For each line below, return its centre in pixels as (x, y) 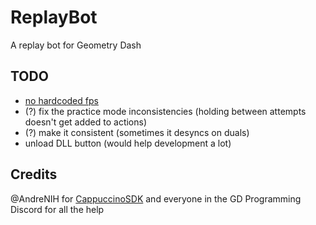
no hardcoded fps (61, 100)
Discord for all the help (57, 209)
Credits (34, 174)
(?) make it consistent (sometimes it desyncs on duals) (137, 132)
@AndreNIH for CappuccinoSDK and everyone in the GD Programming (156, 198)
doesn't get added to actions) (86, 122)
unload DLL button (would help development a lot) (128, 143)
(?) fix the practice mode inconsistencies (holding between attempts (165, 111)
